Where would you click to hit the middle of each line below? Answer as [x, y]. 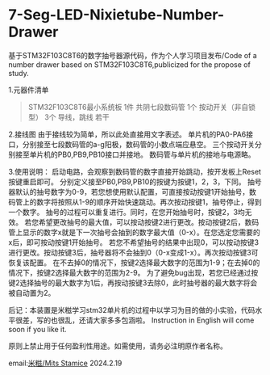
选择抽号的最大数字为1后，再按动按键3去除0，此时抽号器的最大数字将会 [139, 282]
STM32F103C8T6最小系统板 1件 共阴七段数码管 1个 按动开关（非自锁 [142, 107]
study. [19, 73]
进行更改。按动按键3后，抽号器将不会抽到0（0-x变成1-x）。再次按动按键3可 [133, 252]
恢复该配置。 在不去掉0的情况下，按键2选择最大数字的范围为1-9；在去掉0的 [134, 262]
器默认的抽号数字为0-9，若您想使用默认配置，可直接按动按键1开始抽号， [129, 192]
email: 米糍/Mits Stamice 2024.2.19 [65, 363]
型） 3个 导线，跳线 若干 [69, 117]
